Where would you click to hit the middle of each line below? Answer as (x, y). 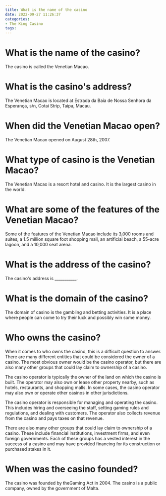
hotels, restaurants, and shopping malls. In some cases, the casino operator (83, 387)
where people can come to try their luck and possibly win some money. (78, 317)
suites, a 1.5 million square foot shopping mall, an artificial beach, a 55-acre (82, 239)
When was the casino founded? (72, 469)
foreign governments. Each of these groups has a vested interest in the (78, 438)
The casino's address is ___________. (42, 278)
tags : (11, 28)
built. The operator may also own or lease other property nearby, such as (80, 382)
